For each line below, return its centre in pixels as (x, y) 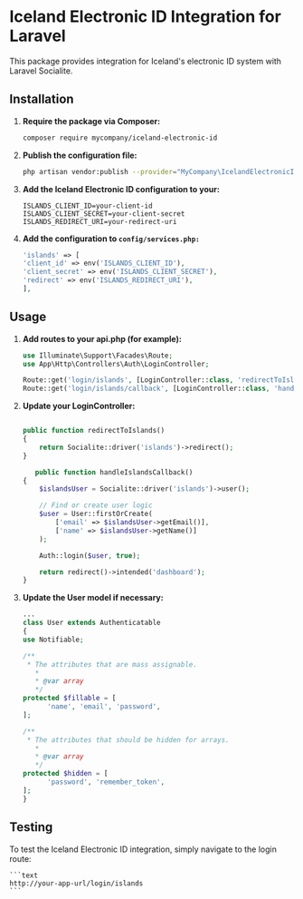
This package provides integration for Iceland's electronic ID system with (146, 61)
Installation (42, 99)
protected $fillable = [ (69, 699)
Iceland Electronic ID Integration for (146, 17)
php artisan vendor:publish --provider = (99, 171)
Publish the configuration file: (80, 155)
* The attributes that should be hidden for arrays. (128, 740)
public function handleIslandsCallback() (114, 472)
